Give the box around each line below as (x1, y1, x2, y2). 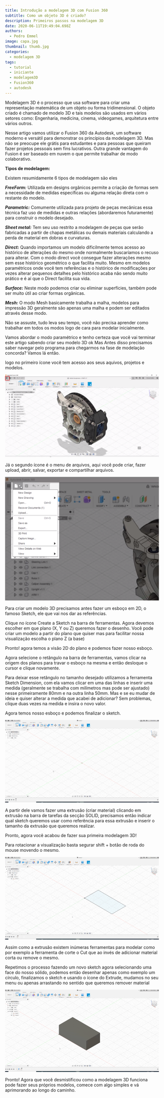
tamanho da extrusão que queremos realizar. (5, 823, 95, 829)
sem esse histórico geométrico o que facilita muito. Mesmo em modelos (5, 260, 150, 266)
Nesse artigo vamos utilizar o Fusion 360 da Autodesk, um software (5, 130, 142, 136)
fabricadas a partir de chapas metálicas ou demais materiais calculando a (5, 230, 153, 235)
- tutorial (9, 65, 32, 70)
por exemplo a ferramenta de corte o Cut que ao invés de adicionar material (5, 949, 158, 955)
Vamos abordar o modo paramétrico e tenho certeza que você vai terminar (5, 334, 156, 340)
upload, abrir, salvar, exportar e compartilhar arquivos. (5, 467, 115, 473)
